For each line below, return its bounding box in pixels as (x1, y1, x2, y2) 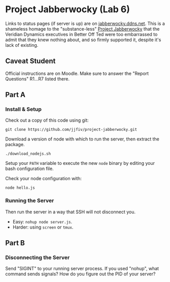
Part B (5, 239, 25, 247)
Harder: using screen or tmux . (12, 224, 74, 230)
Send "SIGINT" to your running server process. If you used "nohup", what (5, 266, 159, 272)
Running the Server (5, 197, 54, 204)
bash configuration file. (5, 165, 54, 172)
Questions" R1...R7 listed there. (5, 75, 70, 82)
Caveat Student (5, 57, 56, 66)
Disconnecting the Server (5, 254, 70, 261)
